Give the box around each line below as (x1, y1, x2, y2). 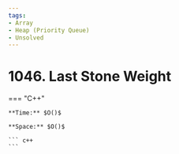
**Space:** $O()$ (8, 123, 65, 131)
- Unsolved (8, 33, 44, 42)
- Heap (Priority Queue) (8, 26, 90, 34)
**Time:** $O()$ (8, 109, 62, 117)
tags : (8, 11, 26, 20)
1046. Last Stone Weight (8, 68, 172, 85)
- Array (8, 19, 34, 27)
